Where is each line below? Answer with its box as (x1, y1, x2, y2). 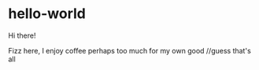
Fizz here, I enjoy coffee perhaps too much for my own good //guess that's (8, 46, 252, 55)
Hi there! (8, 31, 36, 40)
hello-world (8, 5, 87, 23)
